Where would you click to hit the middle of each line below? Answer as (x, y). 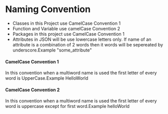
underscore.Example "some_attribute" (52, 50)
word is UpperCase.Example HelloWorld (47, 78)
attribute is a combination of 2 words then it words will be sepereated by (88, 44)
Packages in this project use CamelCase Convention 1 (68, 34)
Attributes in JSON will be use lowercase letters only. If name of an (82, 39)
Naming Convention (48, 9)
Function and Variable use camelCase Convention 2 (66, 28)
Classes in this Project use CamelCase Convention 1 (67, 23)
